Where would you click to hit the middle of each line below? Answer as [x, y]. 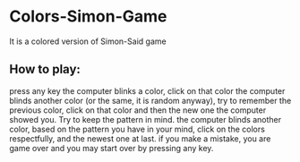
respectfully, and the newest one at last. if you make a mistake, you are [140, 138]
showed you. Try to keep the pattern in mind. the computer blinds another [146, 119]
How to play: [45, 69]
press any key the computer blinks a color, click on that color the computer [147, 90]
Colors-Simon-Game [88, 17]
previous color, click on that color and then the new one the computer [138, 110]
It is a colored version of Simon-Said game [88, 41]
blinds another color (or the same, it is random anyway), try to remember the [150, 100]
